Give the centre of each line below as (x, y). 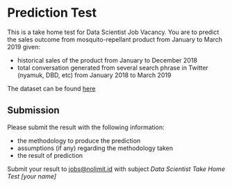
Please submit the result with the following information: (86, 127)
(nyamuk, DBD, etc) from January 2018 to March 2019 (94, 75)
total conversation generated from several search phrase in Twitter (113, 67)
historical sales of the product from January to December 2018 (107, 60)
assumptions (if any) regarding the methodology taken (95, 148)
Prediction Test (52, 13)
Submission (34, 110)
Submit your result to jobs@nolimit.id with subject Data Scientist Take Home (116, 169)
